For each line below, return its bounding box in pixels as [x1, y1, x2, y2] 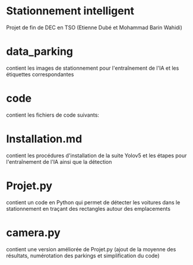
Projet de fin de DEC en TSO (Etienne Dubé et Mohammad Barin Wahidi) [6, 24, 183, 31]
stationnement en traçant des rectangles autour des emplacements [6, 205, 171, 212]
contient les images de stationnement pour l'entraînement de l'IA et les [6, 64, 179, 71]
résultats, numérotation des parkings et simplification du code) [6, 252, 160, 259]
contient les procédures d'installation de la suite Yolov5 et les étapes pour [6, 152, 187, 159]
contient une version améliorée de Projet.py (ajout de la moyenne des [6, 245, 176, 252]
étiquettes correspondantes [6, 70, 74, 78]
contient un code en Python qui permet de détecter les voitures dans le [6, 198, 181, 206]
